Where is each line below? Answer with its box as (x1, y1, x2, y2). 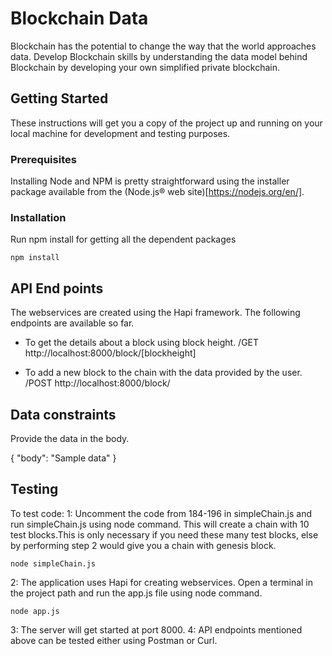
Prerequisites (10, 152, 77, 166)
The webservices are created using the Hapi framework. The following (10, 307, 301, 319)
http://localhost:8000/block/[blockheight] (24, 347, 197, 359)
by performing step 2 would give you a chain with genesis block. (10, 539, 277, 551)
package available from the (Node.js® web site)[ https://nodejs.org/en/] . (10, 186, 305, 198)
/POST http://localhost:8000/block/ (24, 377, 171, 389)
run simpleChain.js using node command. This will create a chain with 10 (10, 518, 310, 530)
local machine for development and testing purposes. (10, 127, 231, 139)
